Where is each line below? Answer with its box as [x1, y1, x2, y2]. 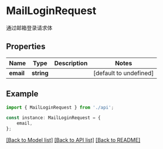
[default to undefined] [93, 69, 154, 77]
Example [6, 89, 39, 99]
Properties [6, 42, 46, 52]
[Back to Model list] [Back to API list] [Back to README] [6, 137, 141, 144]
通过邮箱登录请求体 [6, 24, 53, 31]
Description [54, 59, 88, 67]
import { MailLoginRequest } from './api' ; [6, 104, 114, 110]
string [31, 69, 49, 77]
